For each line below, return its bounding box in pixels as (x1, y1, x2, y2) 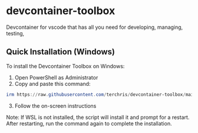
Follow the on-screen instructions (14, 102, 97, 109)
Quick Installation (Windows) (6, 47, 115, 57)
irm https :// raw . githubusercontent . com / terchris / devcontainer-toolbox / (6, 91, 186, 98)
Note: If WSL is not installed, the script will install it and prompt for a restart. (6, 114, 190, 121)
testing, (6, 29, 25, 36)
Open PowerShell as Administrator (14, 74, 98, 81)
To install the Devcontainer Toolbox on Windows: (6, 62, 125, 69)
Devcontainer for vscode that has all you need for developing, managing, (6, 24, 183, 31)
